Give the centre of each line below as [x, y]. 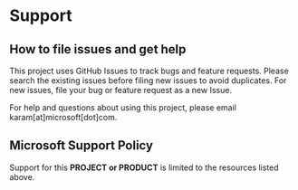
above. [22, 176]
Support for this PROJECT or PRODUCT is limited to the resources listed [144, 167]
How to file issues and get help [98, 49]
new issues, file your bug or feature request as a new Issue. [121, 90]
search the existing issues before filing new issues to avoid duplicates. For [148, 81]
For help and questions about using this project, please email [123, 108]
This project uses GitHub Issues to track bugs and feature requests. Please [149, 71]
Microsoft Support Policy [82, 146]
